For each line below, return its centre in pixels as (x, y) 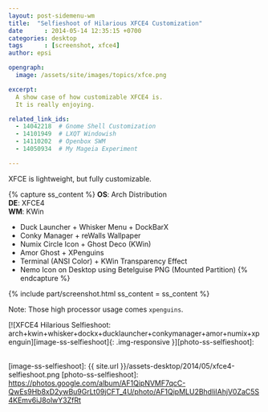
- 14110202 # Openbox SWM (61, 141)
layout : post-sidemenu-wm (51, 16)
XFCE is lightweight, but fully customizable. (80, 178)
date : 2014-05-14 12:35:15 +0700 (75, 31)
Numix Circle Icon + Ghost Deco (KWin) (85, 244)
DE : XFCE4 (27, 202)
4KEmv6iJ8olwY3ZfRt (45, 400)
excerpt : (23, 89)
